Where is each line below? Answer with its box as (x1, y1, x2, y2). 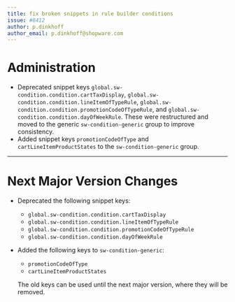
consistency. (17, 127, 55, 136)
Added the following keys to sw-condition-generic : (17, 246, 164, 254)
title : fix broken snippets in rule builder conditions (7, 10, 173, 17)
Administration (7, 60, 96, 75)
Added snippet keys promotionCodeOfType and (17, 135, 149, 143)
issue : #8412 (7, 17, 45, 24)
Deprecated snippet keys (17, 83, 90, 92)
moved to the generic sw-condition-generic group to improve (17, 120, 194, 129)
